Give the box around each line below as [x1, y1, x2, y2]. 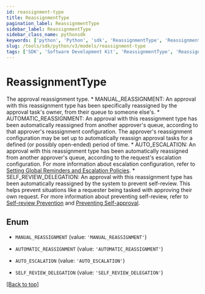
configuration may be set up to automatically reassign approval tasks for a [6, 134, 193, 141]
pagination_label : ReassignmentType [6, 20, 99, 26]
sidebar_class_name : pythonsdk [6, 32, 86, 38]
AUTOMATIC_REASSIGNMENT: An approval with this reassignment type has [6, 114, 198, 122]
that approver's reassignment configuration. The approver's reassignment [6, 128, 192, 135]
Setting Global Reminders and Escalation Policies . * [6, 166, 135, 174]
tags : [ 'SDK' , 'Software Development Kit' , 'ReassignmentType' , [6, 49, 173, 55]
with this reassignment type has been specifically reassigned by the [6, 101, 178, 109]
